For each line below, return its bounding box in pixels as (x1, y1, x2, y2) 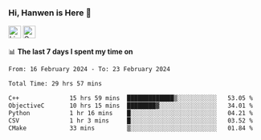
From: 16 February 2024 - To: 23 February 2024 (8, 66, 171, 74)
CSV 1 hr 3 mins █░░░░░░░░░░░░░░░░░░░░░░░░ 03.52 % (8, 116, 253, 125)
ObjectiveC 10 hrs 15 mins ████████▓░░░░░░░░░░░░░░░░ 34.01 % (8, 102, 253, 110)
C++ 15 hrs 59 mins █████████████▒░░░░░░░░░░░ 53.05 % (8, 94, 253, 102)
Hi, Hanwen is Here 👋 (8, 7, 92, 18)
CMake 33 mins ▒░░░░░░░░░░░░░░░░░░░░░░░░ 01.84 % (8, 124, 253, 132)
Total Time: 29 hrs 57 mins (8, 80, 103, 88)
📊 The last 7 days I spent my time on (8, 47, 134, 57)
